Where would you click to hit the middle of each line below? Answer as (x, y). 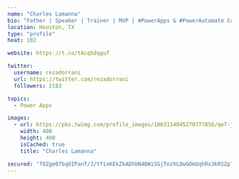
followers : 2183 (38, 86)
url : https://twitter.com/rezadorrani (71, 79)
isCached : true (43, 144)
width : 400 (36, 131)
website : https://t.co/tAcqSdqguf (59, 53)
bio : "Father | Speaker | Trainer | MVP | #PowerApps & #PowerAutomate (116, 21)
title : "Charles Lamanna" (59, 151)
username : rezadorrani (47, 72)
